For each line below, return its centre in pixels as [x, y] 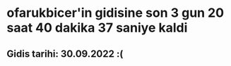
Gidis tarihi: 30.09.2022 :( [65, 54]
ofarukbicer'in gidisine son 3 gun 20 [115, 13]
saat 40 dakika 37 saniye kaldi [97, 28]
